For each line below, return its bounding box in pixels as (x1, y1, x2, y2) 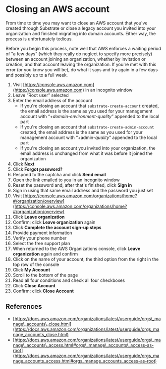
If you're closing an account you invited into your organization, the (20, 145, 156, 151)
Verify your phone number (12, 235, 67, 241)
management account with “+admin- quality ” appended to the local (20, 134, 157, 140)
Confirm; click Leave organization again (12, 219, 96, 225)
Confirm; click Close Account (12, 288, 74, 294)
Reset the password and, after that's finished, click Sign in (12, 182, 132, 188)
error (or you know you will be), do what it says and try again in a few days (5, 66, 158, 73)
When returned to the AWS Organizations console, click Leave (12, 246, 141, 251)
